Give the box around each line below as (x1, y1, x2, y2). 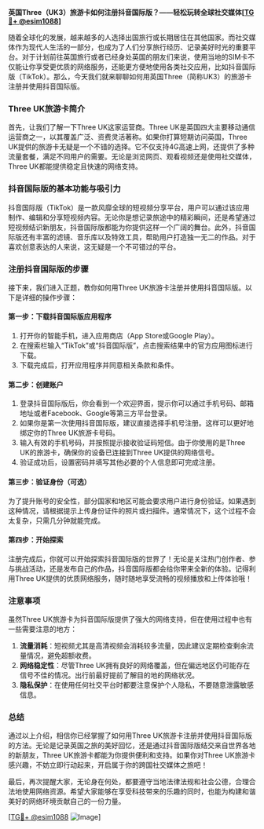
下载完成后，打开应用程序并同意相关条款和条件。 (19, 360, 178, 370)
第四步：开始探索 (8, 535, 64, 545)
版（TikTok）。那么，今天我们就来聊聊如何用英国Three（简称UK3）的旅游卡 (8, 72, 252, 81)
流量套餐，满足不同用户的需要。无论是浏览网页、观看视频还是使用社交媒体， (8, 152, 256, 162)
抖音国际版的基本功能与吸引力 (8, 184, 122, 195)
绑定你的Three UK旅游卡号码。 (19, 428, 120, 438)
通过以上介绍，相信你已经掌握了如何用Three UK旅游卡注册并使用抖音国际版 (8, 731, 253, 740)
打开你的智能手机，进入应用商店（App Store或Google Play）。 (19, 331, 218, 341)
